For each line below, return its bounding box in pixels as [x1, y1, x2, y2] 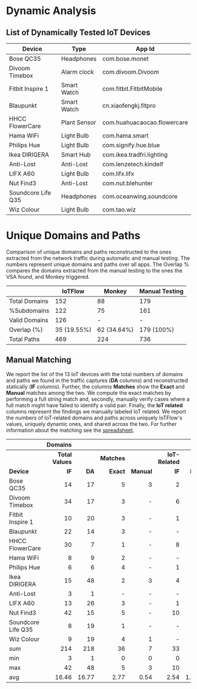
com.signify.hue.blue [102, 141, 160, 149]
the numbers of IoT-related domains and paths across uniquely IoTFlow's [6, 414, 183, 421]
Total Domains [9, 297, 49, 305]
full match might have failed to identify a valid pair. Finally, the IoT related [6, 401, 183, 408]
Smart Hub [61, 151, 91, 159]
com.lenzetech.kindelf [102, 160, 164, 168]
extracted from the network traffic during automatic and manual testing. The [6, 254, 191, 261]
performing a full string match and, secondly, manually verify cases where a [6, 395, 190, 403]
